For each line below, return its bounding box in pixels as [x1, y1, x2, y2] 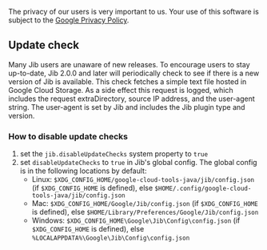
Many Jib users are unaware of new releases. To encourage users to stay [8, 59, 250, 69]
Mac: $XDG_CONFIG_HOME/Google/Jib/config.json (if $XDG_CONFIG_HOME [31, 199, 258, 208]
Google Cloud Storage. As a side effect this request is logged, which [8, 85, 233, 95]
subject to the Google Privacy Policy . [8, 15, 130, 25]
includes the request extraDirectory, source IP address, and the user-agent [8, 94, 256, 103]
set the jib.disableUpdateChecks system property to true [19, 149, 209, 159]
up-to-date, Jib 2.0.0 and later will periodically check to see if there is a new [8, 68, 260, 78]
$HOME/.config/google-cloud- [154, 184, 252, 193]
